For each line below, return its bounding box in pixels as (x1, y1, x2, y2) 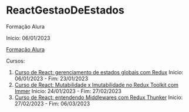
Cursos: (6, 57, 25, 64)
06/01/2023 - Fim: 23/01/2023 (14, 75, 89, 82)
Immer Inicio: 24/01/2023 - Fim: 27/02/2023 (14, 87, 122, 94)
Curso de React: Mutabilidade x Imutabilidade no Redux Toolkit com (14, 81, 179, 88)
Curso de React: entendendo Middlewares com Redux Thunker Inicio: (14, 94, 183, 101)
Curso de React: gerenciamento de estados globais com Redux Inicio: (14, 68, 184, 75)
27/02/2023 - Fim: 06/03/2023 (14, 100, 90, 107)
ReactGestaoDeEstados (6, 4, 124, 17)
